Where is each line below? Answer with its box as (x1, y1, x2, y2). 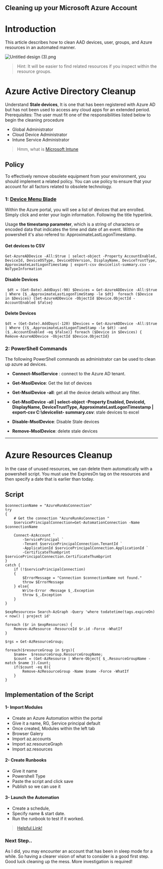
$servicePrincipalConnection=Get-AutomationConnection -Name (14, 520, 140, 525)
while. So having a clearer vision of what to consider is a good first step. (5, 853, 149, 859)
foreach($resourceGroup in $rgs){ (5, 648, 75, 653)
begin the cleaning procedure (5, 117, 65, 123)
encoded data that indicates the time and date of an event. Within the (5, 226, 144, 232)
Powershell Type (12, 773, 46, 779)
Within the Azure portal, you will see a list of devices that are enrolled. (5, 207, 145, 213)
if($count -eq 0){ (14, 665, 51, 670)
